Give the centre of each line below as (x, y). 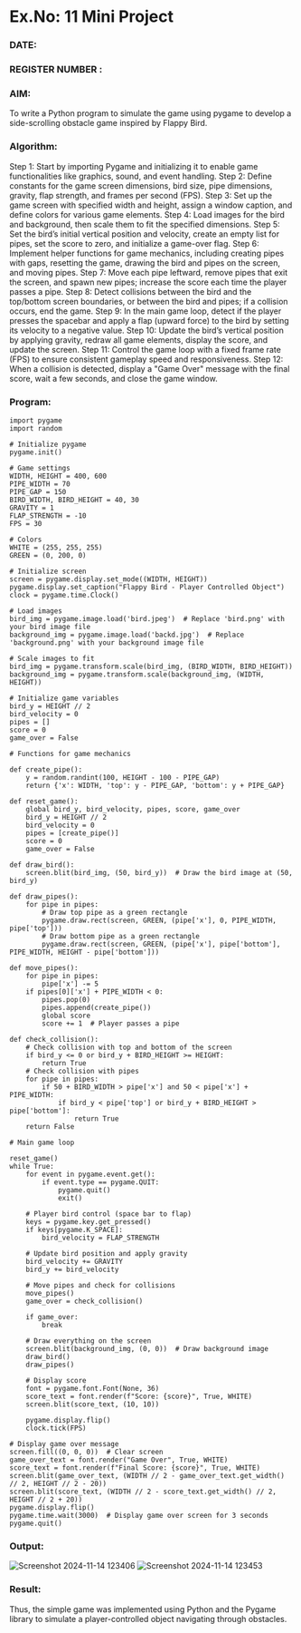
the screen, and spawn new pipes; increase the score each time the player (148, 282)
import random (36, 428)
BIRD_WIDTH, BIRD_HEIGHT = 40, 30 (75, 500)
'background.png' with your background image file (107, 642)
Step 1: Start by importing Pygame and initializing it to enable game (134, 166)
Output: (27, 1546)
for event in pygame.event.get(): (90, 1174)
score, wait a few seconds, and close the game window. (114, 378)
